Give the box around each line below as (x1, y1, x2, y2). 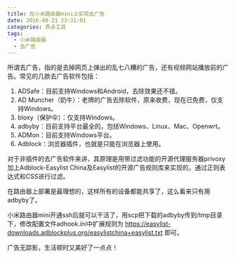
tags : (7, 30, 23, 37)
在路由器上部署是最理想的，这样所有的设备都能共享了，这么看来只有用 (7, 187, 211, 195)
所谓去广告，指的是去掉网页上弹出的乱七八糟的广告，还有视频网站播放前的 (7, 63, 223, 71)
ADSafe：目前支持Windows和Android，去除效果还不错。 (17, 87, 182, 95)
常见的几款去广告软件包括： (19, 72, 100, 80)
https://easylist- (125, 219, 171, 228)
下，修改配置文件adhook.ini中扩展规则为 (7, 219, 124, 228)
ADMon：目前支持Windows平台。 (17, 131, 116, 139)
